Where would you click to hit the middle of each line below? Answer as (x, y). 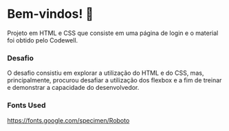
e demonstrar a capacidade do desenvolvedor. (73, 88)
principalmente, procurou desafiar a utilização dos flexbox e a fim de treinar (115, 80)
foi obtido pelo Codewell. (43, 40)
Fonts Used (26, 106)
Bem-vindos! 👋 (51, 14)
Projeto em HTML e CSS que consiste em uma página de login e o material (113, 33)
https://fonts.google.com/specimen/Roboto (68, 120)
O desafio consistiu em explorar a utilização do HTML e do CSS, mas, (106, 73)
